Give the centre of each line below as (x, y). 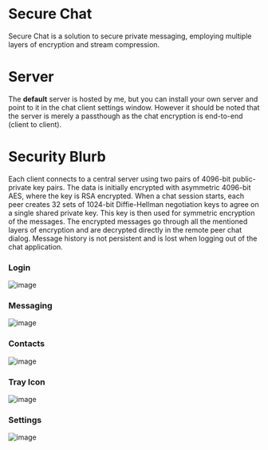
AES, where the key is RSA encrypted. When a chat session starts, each (126, 196)
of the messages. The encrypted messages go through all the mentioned (128, 221)
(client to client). (35, 124)
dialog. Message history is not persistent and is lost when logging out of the (133, 238)
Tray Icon (27, 382)
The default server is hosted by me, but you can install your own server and (133, 99)
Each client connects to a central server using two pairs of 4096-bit (120, 179)
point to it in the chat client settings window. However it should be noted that (134, 107)
